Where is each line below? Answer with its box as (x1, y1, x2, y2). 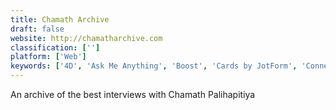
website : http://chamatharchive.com (10, 33, 163, 43)
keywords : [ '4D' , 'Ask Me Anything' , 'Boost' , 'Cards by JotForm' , (10, 61, 298, 71)
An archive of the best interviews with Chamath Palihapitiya (10, 89, 256, 100)
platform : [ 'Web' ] (10, 52, 87, 62)
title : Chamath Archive (10, 14, 110, 25)
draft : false (10, 24, 65, 34)
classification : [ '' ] (10, 42, 101, 53)
